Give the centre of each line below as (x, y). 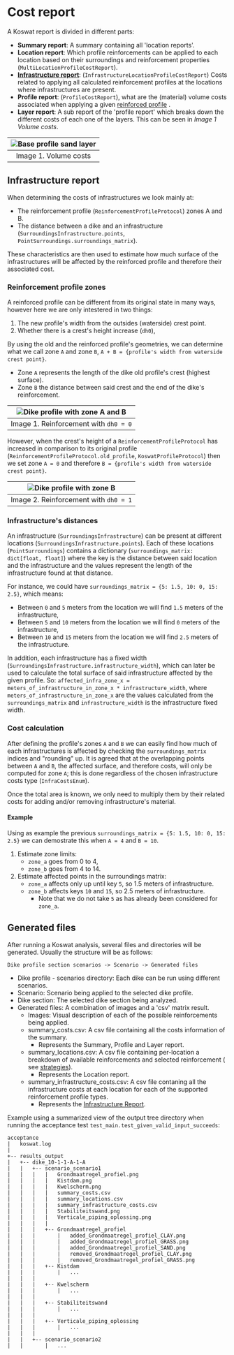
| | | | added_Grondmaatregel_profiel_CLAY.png (97, 1236)
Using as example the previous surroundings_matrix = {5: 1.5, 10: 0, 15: (117, 833)
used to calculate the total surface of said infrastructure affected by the (110, 673)
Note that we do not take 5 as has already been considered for (128, 898)
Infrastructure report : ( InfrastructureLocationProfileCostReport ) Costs (122, 75)
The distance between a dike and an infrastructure (90, 226)
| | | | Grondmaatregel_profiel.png (73, 1174)
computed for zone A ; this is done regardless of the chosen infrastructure (113, 773)
